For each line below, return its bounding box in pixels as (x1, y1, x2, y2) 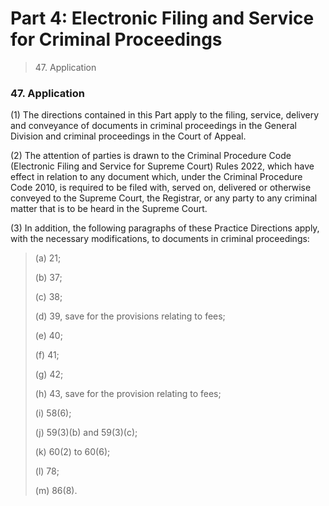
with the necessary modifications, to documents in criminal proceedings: (10, 233, 310, 245)
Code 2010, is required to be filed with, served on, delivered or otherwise (10, 182, 312, 194)
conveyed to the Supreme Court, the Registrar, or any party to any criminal (10, 192, 318, 204)
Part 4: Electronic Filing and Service (10, 7, 315, 30)
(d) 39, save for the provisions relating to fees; (34, 310, 226, 322)
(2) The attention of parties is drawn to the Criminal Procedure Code (10, 150, 292, 162)
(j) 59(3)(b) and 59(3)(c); (34, 427, 138, 439)
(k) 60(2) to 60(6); (34, 446, 111, 458)
